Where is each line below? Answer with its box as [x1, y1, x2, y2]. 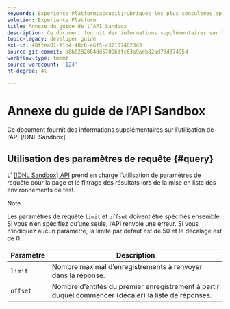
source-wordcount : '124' [7, 61, 78, 68]
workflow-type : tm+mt [7, 55, 69, 62]
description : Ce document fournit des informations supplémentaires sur [7, 29, 219, 36]
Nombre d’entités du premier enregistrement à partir [51, 282, 220, 292]
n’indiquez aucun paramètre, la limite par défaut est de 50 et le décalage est [7, 227, 222, 236]
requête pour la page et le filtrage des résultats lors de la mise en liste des [7, 179, 216, 187]
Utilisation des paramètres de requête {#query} [7, 152, 214, 165]
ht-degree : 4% [7, 67, 48, 74]
